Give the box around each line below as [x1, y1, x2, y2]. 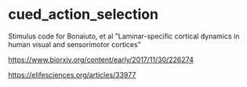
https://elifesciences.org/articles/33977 [8, 70, 136, 79]
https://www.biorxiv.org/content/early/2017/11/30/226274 [8, 55, 194, 64]
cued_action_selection [8, 5, 159, 24]
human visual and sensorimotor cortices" [8, 39, 141, 49]
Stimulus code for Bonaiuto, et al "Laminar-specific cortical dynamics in [8, 31, 240, 41]
